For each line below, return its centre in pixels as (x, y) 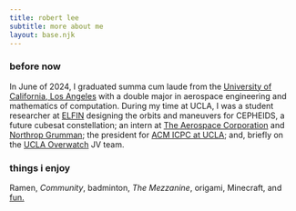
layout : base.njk (42, 35)
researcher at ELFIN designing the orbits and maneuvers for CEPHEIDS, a (147, 116)
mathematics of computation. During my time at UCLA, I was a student (142, 105)
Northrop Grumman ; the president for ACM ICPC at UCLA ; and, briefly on (147, 135)
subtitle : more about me (56, 26)
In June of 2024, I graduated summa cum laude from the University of (141, 86)
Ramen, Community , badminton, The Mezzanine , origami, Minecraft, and (146, 187)
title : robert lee (44, 18)
